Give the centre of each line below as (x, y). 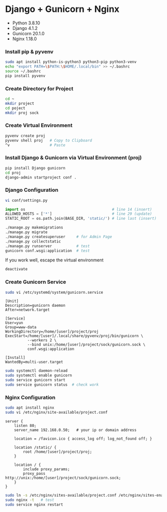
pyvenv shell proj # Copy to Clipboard (49, 140)
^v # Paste (35, 145)
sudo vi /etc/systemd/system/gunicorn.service (54, 292)
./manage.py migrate (27, 232)
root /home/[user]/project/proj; (58, 452)
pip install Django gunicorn (35, 168)
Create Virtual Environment (39, 125)
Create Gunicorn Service (36, 282)
